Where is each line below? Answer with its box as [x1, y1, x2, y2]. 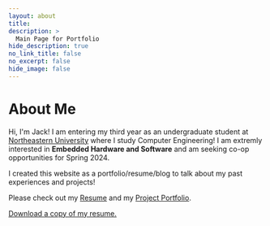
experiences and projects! [8, 176, 96, 187]
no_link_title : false [8, 50, 82, 58]
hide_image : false [8, 65, 71, 73]
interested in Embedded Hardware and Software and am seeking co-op [8, 144, 250, 154]
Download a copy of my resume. [8, 208, 118, 218]
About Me [8, 99, 76, 118]
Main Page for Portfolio [15, 34, 100, 43]
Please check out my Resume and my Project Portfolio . [8, 193, 192, 202]
